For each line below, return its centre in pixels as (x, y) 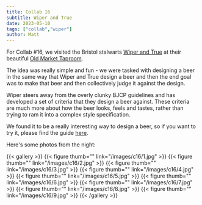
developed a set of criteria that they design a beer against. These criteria (98, 102)
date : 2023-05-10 (28, 23)
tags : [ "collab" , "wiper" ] (39, 29)
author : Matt (23, 35)
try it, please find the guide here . (47, 133)
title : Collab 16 (28, 12)
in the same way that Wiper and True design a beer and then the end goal (99, 77)
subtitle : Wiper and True (39, 18)
